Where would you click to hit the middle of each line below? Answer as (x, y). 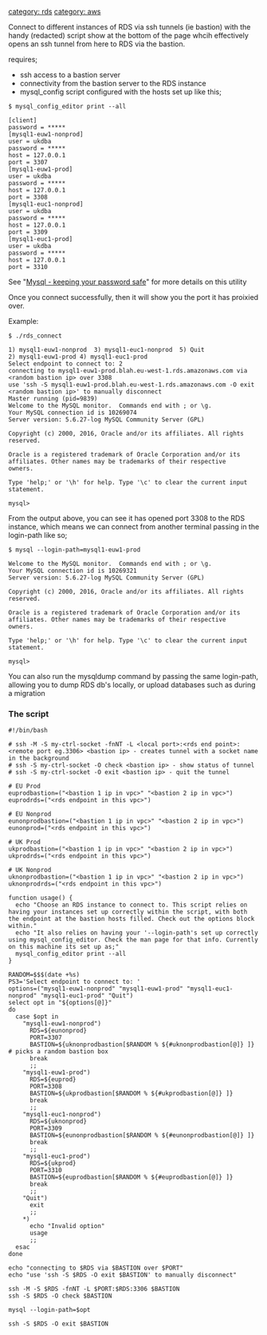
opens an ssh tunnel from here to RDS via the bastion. (97, 44)
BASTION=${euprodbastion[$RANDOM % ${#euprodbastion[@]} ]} (131, 1177)
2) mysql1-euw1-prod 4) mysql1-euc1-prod (78, 357)
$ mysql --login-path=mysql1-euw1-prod (75, 550)
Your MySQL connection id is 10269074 (73, 413)
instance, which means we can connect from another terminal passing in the (134, 527)
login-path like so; (38, 535)
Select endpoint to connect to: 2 (66, 364)
